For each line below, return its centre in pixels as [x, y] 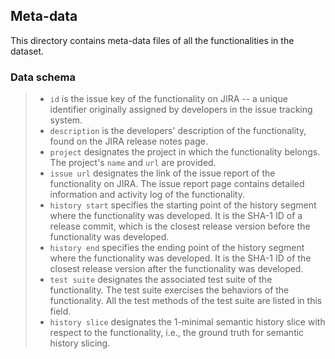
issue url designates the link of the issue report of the [162, 173]
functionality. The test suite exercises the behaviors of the [169, 290]
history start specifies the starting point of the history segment [183, 205]
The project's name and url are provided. [133, 163]
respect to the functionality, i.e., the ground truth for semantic [177, 333]
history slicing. [80, 343]
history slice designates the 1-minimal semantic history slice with [187, 322]
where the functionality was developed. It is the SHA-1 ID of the [180, 258]
